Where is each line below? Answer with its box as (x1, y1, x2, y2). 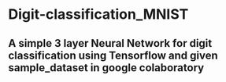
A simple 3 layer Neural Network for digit (8, 37, 213, 50)
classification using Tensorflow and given (8, 48, 218, 62)
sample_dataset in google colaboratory (8, 61, 205, 74)
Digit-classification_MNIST (8, 5, 189, 23)
